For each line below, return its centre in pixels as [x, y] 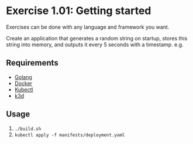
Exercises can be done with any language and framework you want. [88, 27]
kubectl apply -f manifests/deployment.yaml [70, 135]
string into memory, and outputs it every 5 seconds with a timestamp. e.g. [95, 44]
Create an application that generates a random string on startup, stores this [97, 38]
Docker [23, 83]
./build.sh [28, 129]
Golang [23, 77]
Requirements [32, 63]
